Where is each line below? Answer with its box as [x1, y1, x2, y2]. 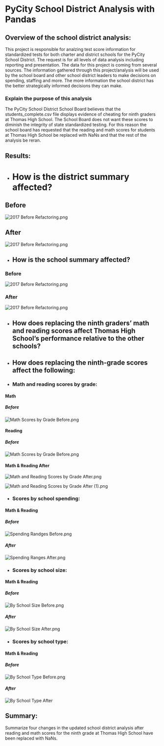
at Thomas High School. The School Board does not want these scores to [5, 117, 153, 123]
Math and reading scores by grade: [12, 381, 97, 388]
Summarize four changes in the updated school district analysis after [5, 724, 144, 731]
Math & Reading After [5, 462, 50, 469]
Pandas [5, 14, 37, 25]
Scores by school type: [12, 638, 69, 645]
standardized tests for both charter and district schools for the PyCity [5, 51, 145, 57]
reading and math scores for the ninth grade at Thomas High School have [5, 730, 153, 736]
